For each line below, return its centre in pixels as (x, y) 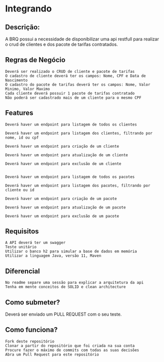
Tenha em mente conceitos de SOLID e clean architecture (66, 287)
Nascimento (16, 80)
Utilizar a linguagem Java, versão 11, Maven (53, 256)
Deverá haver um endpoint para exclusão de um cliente (63, 164)
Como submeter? (33, 302)
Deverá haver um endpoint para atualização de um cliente (67, 155)
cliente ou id (20, 190)
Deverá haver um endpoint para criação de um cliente (62, 146)
